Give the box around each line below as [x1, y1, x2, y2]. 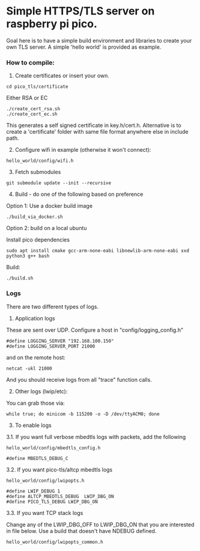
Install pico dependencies [6, 236, 70, 243]
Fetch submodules [14, 169, 61, 176]
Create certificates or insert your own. [14, 72, 110, 79]
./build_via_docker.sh [6, 214, 63, 220]
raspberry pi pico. [6, 17, 97, 31]
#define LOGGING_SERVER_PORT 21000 [6, 343, 95, 349]
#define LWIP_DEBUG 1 [6, 488, 61, 494]
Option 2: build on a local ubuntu [6, 225, 87, 232]
